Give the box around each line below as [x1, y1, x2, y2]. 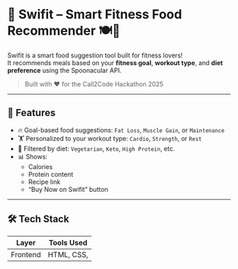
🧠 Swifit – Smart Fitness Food [7, 6, 183, 23]
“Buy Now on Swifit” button [28, 185, 108, 193]
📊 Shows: [17, 152, 48, 161]
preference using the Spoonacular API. [7, 66, 122, 74]
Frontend [11, 249, 41, 259]
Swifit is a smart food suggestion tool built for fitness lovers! [7, 51, 183, 59]
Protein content [28, 170, 74, 178]
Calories [28, 162, 53, 171]
